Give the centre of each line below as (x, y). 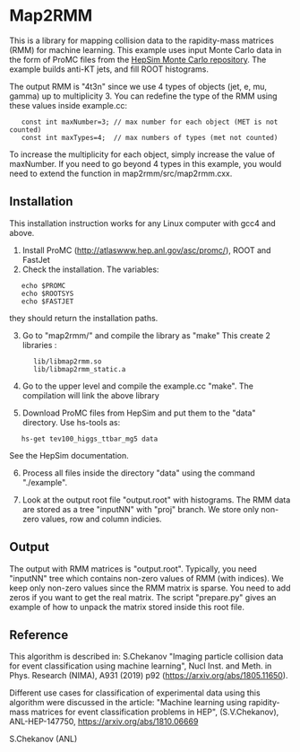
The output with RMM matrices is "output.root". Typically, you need (133, 568)
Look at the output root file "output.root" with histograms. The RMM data (156, 500)
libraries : (39, 345)
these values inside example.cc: (69, 105)
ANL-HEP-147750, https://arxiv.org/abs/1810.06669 (104, 721)
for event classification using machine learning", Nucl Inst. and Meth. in (141, 666)
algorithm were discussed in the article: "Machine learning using (128, 703)
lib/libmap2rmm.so (67, 361)
